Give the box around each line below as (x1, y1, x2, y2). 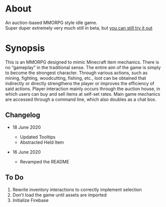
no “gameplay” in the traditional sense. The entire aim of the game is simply (5, 64, 161, 70)
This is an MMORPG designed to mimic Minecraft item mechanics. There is (5, 59, 159, 65)
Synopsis (5, 43, 45, 54)
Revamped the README (19, 158, 69, 164)
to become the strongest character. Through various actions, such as (5, 70, 148, 76)
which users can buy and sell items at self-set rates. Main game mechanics (5, 91, 160, 97)
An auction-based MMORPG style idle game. (5, 20, 97, 26)
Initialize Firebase (12, 197, 49, 203)
